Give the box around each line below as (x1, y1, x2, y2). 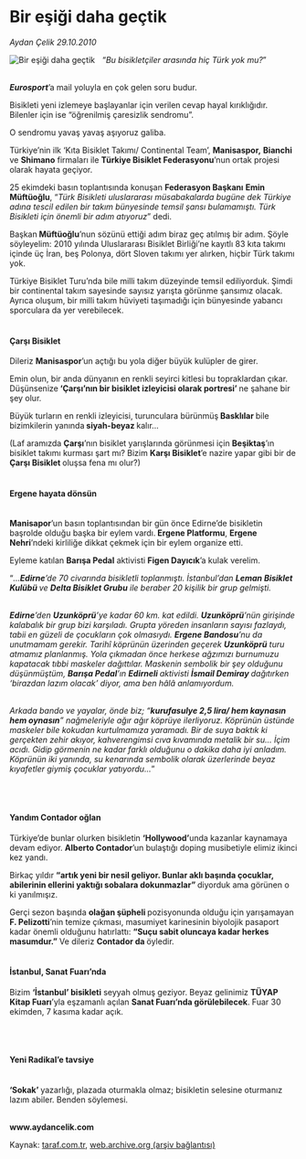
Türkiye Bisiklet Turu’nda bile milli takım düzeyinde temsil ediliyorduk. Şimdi (9, 275, 293, 286)
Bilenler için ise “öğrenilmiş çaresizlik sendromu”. (9, 109, 195, 120)
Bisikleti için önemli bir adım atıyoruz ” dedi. (9, 210, 172, 221)
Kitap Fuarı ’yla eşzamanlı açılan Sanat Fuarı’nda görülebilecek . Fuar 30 (9, 996, 281, 1007)
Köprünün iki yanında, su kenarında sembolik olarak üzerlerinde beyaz (9, 754, 276, 765)
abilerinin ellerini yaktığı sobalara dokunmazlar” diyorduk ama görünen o (9, 879, 290, 890)
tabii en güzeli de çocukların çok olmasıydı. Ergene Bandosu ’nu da (9, 629, 263, 641)
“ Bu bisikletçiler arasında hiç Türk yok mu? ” (101, 54, 267, 65)
